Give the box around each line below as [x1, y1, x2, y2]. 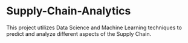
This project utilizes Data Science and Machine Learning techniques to [6, 24, 183, 31]
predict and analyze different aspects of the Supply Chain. [6, 30, 152, 37]
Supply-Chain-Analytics [6, 4, 131, 18]
